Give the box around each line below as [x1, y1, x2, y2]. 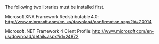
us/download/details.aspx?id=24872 [5, 34, 79, 39]
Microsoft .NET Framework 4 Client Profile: [5, 28, 91, 34]
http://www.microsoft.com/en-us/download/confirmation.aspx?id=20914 [5, 19, 152, 24]
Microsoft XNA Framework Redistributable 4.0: [5, 14, 99, 19]
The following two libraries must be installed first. [5, 4, 105, 10]
